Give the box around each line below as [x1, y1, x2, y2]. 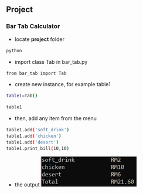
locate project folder [14, 35, 64, 43]
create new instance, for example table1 [14, 81, 111, 88]
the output [14, 181, 40, 188]
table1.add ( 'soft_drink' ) [6, 127, 69, 133]
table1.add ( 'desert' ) [6, 139, 59, 145]
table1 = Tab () [6, 93, 38, 99]
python [6, 47, 22, 53]
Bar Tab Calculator [6, 22, 60, 30]
